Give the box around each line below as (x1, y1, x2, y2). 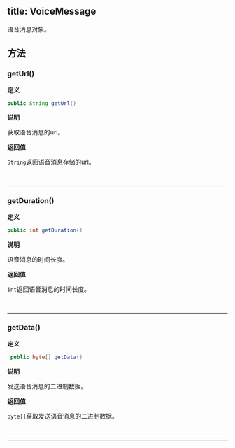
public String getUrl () (7, 99, 77, 107)
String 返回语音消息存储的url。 (7, 157, 96, 167)
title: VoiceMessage (7, 6, 97, 17)
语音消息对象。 (7, 24, 50, 34)
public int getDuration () (7, 227, 83, 234)
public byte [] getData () (10, 353, 83, 360)
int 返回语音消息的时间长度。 (7, 285, 91, 293)
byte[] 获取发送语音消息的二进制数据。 (7, 412, 118, 420)
